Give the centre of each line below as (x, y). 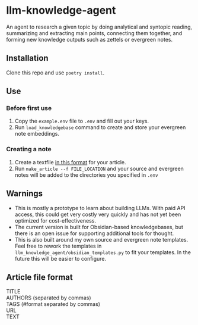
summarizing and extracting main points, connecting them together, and (94, 33)
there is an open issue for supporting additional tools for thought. (94, 233)
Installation (27, 58)
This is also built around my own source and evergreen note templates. (101, 239)
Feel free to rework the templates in (58, 246)
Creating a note (29, 149)
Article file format (39, 277)
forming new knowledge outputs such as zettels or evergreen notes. (90, 39)
